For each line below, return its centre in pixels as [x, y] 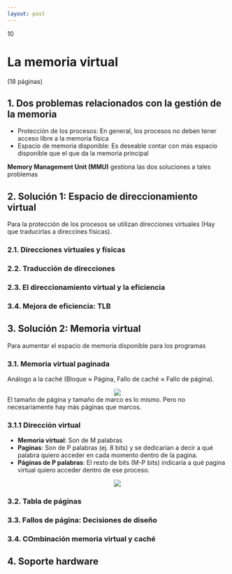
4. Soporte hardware [53, 562]
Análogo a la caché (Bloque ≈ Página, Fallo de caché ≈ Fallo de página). [111, 379]
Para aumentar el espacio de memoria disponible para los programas [107, 345]
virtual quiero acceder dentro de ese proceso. [84, 470]
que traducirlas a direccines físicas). [59, 232]
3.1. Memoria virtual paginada [59, 363]
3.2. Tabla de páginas [44, 501]
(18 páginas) [25, 81]
